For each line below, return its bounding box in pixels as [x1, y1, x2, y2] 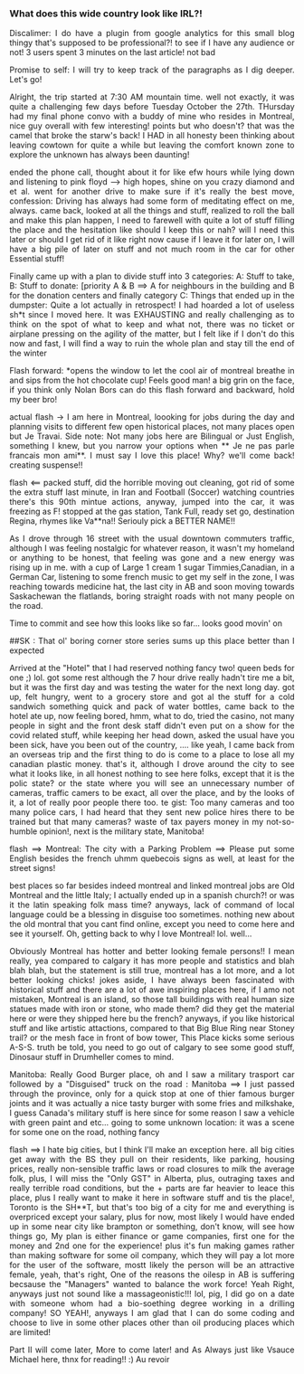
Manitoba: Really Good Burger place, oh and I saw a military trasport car [9, 1069, 295, 1080]
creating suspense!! [9, 460, 83, 470]
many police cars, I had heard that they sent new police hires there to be [9, 807, 295, 818]
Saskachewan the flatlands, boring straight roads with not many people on [9, 591, 295, 602]
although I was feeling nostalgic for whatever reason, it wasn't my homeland [9, 543, 295, 554]
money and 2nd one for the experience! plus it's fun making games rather [9, 1240, 295, 1251]
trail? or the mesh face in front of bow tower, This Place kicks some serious [9, 1032, 295, 1043]
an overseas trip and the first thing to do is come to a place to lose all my [9, 749, 295, 760]
